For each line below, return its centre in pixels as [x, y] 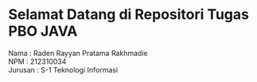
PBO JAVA [43, 31]
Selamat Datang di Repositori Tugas [128, 15]
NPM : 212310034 [37, 61]
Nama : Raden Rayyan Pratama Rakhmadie [78, 53]
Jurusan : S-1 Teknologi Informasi [63, 69]
